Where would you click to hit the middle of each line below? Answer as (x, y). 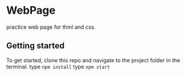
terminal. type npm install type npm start (58, 66)
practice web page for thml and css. (51, 27)
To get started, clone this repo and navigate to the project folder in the (93, 60)
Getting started (36, 46)
